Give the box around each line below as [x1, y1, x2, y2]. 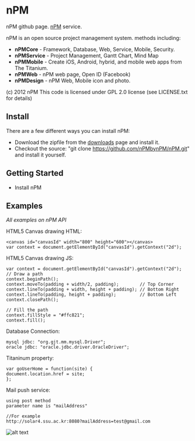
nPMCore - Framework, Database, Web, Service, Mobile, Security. [14, 45, 175, 53]
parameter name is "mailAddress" [6, 403, 88, 409]
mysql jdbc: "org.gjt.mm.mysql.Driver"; [6, 339, 107, 345]
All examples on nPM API [6, 216, 67, 223]
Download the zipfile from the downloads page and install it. [14, 139, 160, 146]
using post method [6, 398, 51, 404]
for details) [6, 95, 32, 102]
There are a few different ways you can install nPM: [6, 127, 130, 134]
